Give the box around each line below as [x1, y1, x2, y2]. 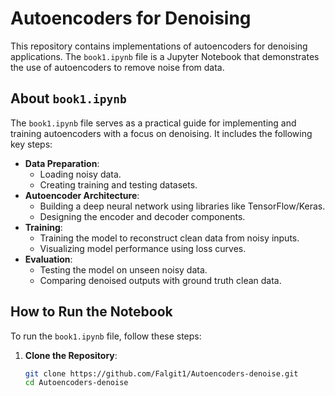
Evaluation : [24, 253, 73, 265]
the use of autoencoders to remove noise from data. [10, 61, 225, 73]
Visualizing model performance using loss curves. [39, 242, 247, 254]
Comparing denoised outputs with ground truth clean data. [39, 274, 282, 286]
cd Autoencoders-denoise [24, 378, 129, 388]
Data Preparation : [24, 157, 100, 169]
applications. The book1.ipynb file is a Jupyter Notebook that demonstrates [10, 50, 320, 62]
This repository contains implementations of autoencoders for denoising [10, 40, 308, 52]
